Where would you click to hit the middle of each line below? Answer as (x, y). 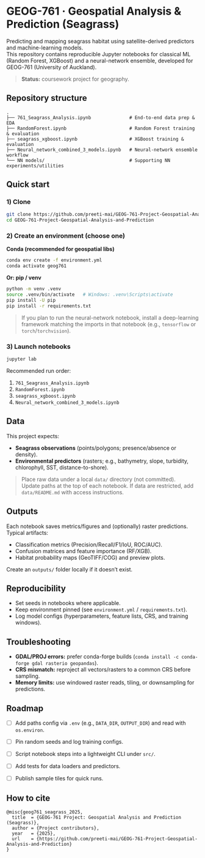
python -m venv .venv (34, 289)
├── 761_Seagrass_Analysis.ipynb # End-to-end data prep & (101, 117)
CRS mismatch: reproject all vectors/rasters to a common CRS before (103, 670)
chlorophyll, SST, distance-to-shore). (62, 467)
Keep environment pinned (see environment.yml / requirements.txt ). (101, 610)
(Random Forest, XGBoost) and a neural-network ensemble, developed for (100, 61)
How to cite (28, 798)
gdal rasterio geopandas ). (65, 663)
